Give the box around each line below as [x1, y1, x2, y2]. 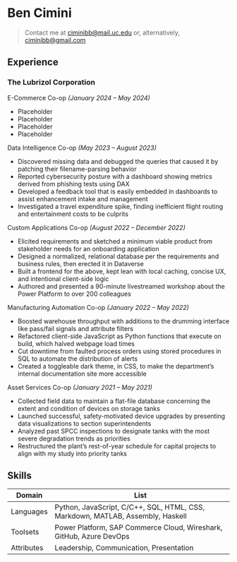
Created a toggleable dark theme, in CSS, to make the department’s [17, 361, 214, 370]
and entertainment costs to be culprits [17, 210, 129, 218]
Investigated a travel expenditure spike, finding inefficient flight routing [17, 202, 224, 210]
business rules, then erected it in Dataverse [17, 259, 145, 268]
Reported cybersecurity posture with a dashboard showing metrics [17, 172, 213, 181]
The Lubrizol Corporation [7, 78, 95, 88]
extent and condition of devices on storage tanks [17, 404, 161, 412]
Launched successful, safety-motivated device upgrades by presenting [17, 412, 226, 420]
